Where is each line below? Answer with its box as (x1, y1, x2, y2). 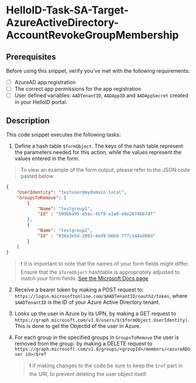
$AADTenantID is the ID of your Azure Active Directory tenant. (14, 299, 160, 306)
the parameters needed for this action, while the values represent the (14, 149, 182, 155)
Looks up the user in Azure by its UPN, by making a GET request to (14, 310, 177, 317)
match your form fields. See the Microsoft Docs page (20, 275, 149, 282)
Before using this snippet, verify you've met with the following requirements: (6, 67, 190, 74)
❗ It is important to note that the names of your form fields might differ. (20, 260, 189, 267)
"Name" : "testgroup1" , (37, 206, 93, 212)
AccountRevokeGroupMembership (6, 29, 179, 42)
